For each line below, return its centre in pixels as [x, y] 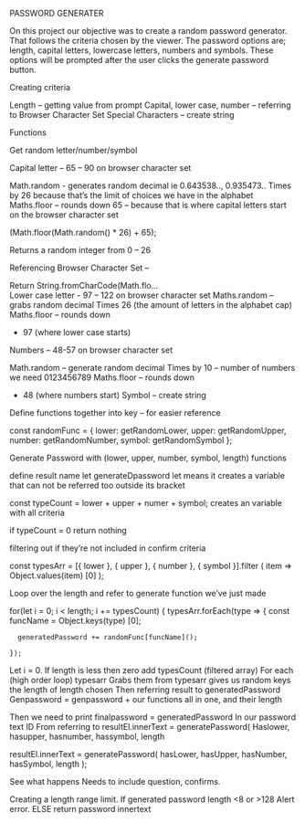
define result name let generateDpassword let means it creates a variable [147, 475]
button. [23, 69]
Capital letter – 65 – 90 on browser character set [100, 168]
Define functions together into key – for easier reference [115, 413]
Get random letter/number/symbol [74, 150]
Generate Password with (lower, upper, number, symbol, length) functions [148, 458]
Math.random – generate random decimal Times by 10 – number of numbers [152, 368]
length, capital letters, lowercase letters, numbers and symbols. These [142, 50]
